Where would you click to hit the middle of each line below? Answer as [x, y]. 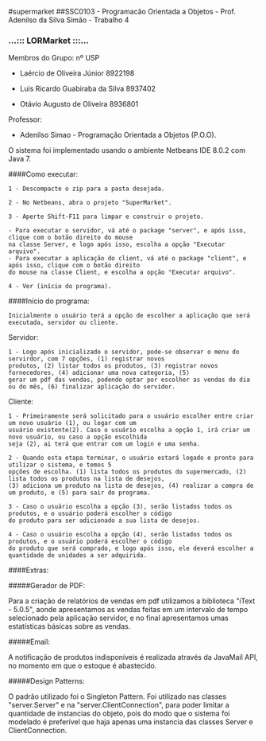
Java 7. [20, 159]
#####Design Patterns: [46, 681]
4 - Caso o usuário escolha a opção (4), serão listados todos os [120, 535]
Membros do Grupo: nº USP [54, 58]
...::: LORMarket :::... [48, 41]
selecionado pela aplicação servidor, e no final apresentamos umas [118, 618]
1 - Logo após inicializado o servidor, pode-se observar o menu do [124, 352]
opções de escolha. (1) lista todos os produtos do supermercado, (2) [127, 472]
